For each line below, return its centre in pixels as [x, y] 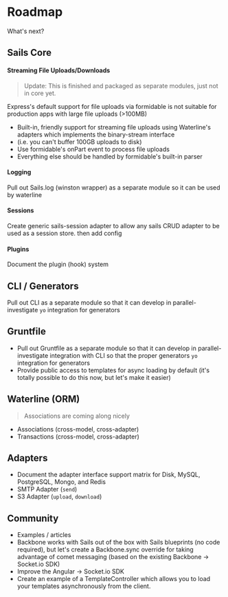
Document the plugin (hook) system [58, 264]
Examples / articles [44, 535]
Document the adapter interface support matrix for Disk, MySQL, [109, 475]
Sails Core [30, 53]
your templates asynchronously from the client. [84, 586]
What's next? [26, 31]
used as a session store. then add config [65, 233]
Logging [19, 172]
